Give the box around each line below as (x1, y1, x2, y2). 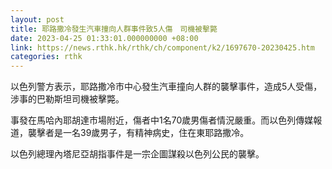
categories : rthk (10, 52, 83, 62)
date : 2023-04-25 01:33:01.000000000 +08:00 (10, 33, 199, 43)
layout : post (10, 14, 65, 25)
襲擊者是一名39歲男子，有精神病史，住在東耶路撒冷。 (27, 127, 250, 139)
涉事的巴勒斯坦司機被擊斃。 (10, 93, 125, 105)
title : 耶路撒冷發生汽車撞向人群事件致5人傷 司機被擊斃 (10, 24, 218, 34)
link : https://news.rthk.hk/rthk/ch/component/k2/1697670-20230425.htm (10, 42, 315, 53)
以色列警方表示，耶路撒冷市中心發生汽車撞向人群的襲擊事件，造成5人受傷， (10, 81, 323, 93)
